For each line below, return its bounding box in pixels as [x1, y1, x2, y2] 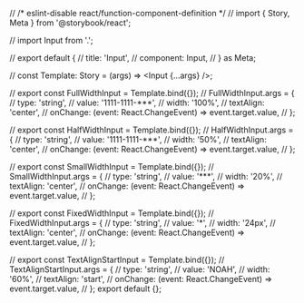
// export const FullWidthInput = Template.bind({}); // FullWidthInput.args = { [9, 88, 295, 98]
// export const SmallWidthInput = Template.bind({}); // [9, 161, 215, 171]
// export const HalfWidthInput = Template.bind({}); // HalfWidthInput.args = [9, 124, 294, 135]
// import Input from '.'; [9, 35, 93, 45]
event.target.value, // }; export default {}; [9, 283, 162, 294]
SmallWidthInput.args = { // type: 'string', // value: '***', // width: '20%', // [9, 171, 283, 181]
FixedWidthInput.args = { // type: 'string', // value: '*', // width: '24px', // [9, 218, 277, 228]
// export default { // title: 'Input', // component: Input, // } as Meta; [9, 53, 257, 63]
